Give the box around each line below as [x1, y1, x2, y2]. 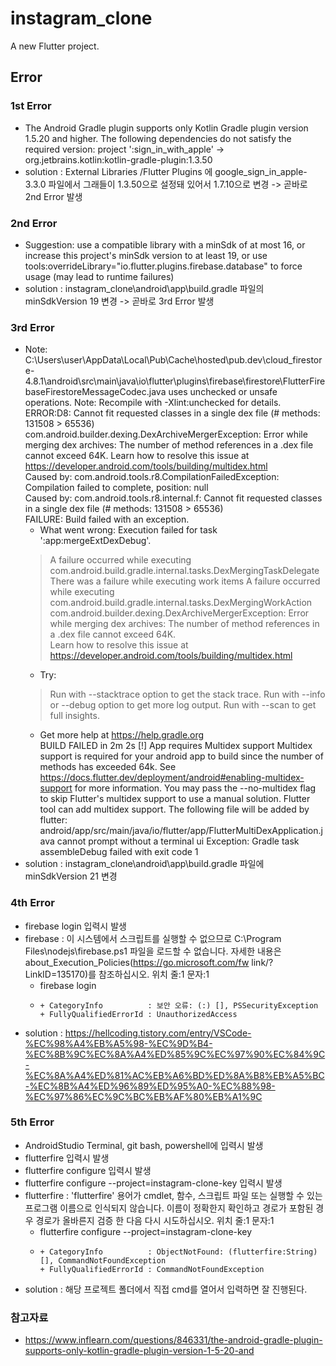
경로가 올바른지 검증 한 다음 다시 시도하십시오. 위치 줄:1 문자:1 [35, 1214, 275, 1226]
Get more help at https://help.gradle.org [39, 729, 205, 741]
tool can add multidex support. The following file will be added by [39, 803, 310, 816]
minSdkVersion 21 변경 [24, 870, 118, 882]
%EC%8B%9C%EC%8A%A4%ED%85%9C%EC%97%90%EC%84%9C [24, 1048, 326, 1060]
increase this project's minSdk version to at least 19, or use [24, 249, 268, 261]
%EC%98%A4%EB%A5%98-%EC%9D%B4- [24, 1037, 213, 1049]
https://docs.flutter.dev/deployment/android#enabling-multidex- [39, 772, 305, 784]
